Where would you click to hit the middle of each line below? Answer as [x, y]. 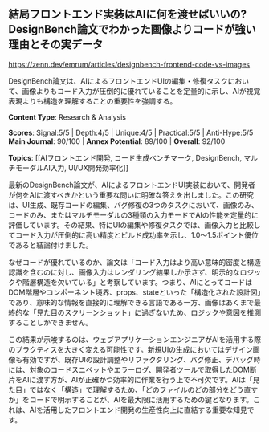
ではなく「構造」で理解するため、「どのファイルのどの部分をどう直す [144, 389]
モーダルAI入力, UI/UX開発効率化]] [71, 168]
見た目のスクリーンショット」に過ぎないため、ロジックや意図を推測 [149, 312]
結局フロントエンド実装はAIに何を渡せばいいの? [128, 14]
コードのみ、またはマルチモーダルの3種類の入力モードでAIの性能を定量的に [134, 214]
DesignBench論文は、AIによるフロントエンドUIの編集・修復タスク [118, 81]
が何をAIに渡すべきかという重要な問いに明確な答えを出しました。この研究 [131, 194]
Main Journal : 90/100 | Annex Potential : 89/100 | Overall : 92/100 [117, 141]
